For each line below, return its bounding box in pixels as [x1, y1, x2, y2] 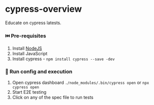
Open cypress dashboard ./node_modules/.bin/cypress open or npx [12, 79, 150, 85]
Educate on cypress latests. [5, 20, 62, 26]
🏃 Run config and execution [5, 68, 73, 75]
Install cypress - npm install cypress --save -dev [12, 56, 115, 62]
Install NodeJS [12, 45, 42, 51]
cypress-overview [5, 3, 82, 15]
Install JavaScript [12, 51, 48, 57]
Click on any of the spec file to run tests [12, 94, 94, 100]
